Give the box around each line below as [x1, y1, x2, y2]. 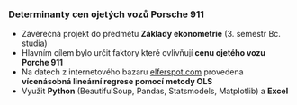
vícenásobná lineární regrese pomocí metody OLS [21, 76, 213, 87]
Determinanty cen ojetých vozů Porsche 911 [8, 8, 204, 21]
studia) [21, 38, 48, 48]
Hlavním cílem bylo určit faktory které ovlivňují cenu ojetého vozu [21, 48, 266, 58]
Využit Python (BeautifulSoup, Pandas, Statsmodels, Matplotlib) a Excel [21, 85, 289, 97]
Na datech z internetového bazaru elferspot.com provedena [21, 66, 244, 77]
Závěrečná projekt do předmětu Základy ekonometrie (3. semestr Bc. [21, 29, 281, 39]
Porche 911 [21, 57, 64, 68]
